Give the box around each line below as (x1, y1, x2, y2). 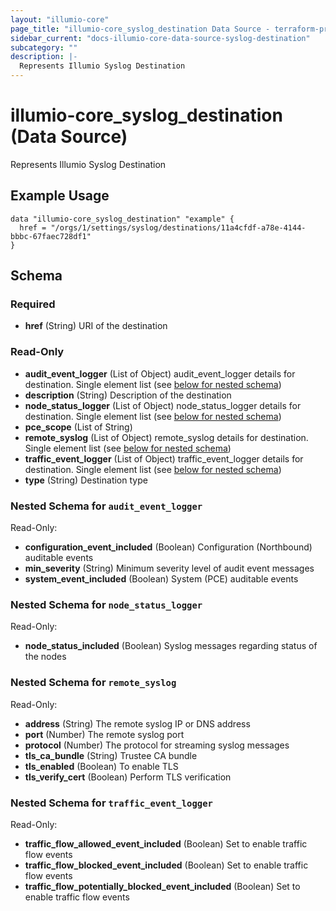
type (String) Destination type (24, 474, 148, 486)
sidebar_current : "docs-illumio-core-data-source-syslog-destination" (10, 33, 311, 43)
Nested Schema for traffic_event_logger (10, 796, 213, 810)
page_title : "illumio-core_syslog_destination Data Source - (10, 24, 271, 34)
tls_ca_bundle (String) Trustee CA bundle (24, 749, 198, 761)
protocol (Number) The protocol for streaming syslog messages (24, 739, 290, 751)
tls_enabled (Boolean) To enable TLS (24, 760, 179, 772)
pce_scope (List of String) (24, 421, 133, 433)
